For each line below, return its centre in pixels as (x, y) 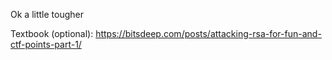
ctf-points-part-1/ (46, 44)
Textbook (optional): (52, 33)
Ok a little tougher (47, 14)
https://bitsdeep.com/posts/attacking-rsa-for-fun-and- (208, 33)
